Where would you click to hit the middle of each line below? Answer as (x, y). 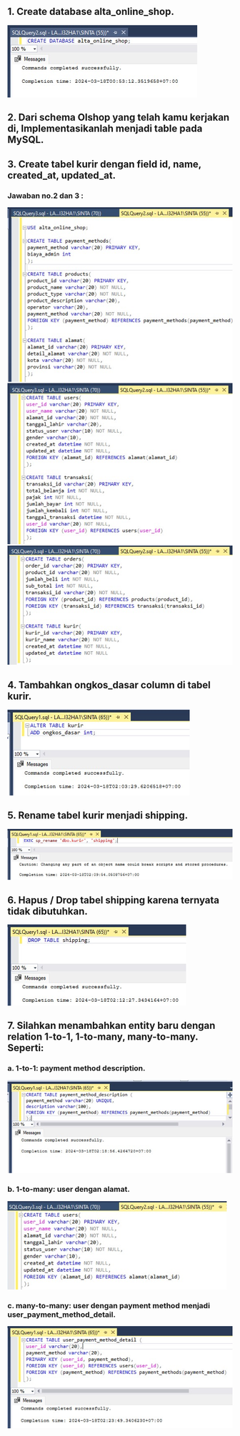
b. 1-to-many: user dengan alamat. (69, 1190)
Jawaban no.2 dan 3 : (46, 196)
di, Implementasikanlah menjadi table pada (105, 129)
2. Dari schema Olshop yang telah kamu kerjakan (119, 117)
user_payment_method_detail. (62, 1315)
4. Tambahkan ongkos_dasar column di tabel (109, 685)
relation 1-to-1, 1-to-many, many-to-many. (103, 1037)
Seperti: (26, 1048)
